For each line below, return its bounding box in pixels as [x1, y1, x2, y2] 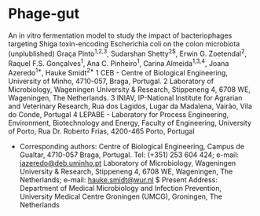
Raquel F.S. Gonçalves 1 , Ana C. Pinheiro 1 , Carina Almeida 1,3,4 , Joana [8, 57, 229, 68]
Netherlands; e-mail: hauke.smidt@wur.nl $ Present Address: [19, 174, 218, 185]
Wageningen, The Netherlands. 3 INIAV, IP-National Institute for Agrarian [8, 93, 243, 102]
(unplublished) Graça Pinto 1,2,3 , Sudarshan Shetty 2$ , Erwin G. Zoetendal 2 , [8, 47, 247, 58]
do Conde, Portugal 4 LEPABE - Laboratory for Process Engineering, [8, 109, 229, 119]
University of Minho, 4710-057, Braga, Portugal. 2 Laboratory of [8, 76, 214, 86]
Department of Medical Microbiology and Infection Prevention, [19, 183, 222, 192]
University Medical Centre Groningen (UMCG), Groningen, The [19, 192, 222, 201]
